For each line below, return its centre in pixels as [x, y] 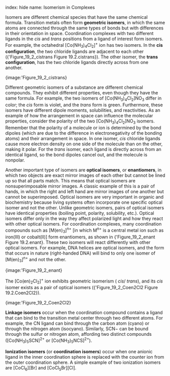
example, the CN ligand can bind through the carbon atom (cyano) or [77, 323]
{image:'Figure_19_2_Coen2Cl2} [38, 303]
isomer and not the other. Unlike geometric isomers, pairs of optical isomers [85, 208]
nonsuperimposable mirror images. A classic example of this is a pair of [80, 186]
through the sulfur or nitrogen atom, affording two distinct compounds [79, 334]
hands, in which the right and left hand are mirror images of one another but [84, 192]
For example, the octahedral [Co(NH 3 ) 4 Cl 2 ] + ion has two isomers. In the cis [84, 45]
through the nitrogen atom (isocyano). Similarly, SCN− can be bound [77, 329]
